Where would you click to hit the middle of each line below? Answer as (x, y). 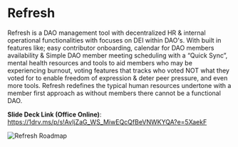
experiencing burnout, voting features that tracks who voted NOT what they (119, 70)
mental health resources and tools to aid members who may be (100, 62)
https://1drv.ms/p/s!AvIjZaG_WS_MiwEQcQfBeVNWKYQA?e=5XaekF (107, 121)
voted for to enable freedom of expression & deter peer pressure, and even (118, 78)
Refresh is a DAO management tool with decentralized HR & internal (107, 33)
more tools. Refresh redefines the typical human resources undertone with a (119, 85)
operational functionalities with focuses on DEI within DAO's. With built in (114, 40)
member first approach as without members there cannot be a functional (114, 93)
